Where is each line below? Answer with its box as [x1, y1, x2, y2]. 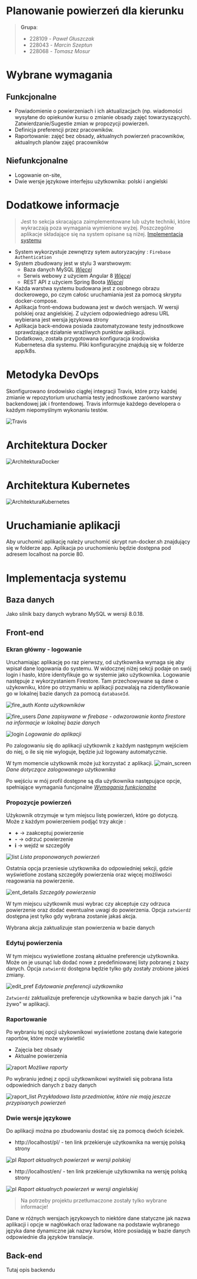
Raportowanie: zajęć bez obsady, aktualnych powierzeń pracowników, [14, 132, 185, 139]
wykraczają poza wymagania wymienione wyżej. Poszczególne [20, 224, 175, 231]
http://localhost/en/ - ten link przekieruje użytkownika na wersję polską [14, 1168, 187, 1175]
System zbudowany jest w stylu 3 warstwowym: [14, 260, 132, 267]
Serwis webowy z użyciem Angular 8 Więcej [23, 272, 131, 279]
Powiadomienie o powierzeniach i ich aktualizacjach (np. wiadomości [14, 107, 182, 114]
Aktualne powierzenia [14, 1052, 68, 1060]
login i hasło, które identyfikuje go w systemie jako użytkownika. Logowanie [6, 671, 190, 678]
